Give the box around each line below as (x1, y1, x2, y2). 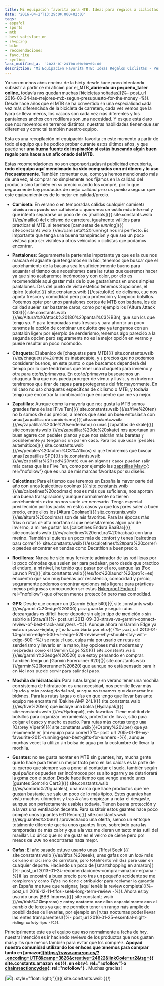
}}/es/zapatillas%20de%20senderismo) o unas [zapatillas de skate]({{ (12, 422, 154, 427)
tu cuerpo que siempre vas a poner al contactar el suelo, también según (12, 765, 157, 771)
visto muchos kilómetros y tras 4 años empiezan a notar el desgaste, (12, 796, 151, 801)
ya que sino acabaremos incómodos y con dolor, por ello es (12, 273, 133, 279)
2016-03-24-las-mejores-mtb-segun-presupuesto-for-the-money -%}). (5, 95, 150, 101)
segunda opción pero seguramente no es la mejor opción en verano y (12, 336, 153, 341)
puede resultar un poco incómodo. (12, 340, 82, 346)
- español (5, 21, 25, 26)
